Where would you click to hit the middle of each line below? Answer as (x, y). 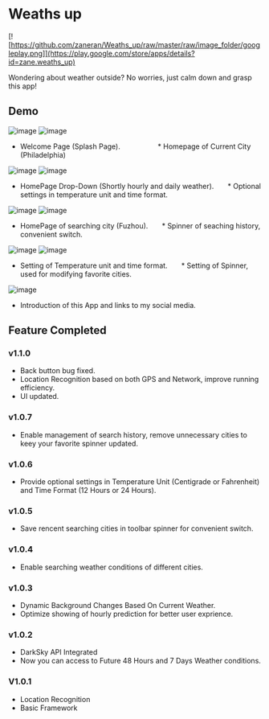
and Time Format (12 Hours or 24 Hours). (88, 491)
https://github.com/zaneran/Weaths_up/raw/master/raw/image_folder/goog (136, 44)
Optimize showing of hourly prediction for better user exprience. (126, 614)
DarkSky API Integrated (59, 652)
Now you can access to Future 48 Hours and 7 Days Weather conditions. (140, 661)
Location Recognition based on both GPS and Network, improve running (139, 380)
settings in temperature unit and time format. (94, 195)
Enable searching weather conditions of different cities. (111, 567)
